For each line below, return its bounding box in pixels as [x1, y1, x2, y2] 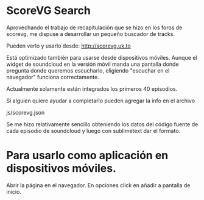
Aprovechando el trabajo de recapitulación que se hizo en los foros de [6, 24, 183, 31]
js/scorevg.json [6, 109, 45, 116]
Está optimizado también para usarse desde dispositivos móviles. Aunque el [6, 54, 197, 61]
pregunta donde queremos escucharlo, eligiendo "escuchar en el [6, 66, 170, 74]
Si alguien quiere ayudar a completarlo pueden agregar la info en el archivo [6, 97, 195, 104]
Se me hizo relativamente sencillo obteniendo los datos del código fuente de [6, 120, 199, 128]
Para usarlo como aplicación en [6, 149, 169, 162]
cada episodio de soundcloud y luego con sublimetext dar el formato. [6, 127, 181, 134]
